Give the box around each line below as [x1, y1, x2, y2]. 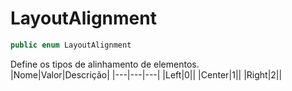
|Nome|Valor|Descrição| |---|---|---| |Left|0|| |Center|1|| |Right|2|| [10, 68, 283, 81]
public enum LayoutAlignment [10, 40, 132, 50]
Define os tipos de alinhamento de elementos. [10, 58, 200, 70]
